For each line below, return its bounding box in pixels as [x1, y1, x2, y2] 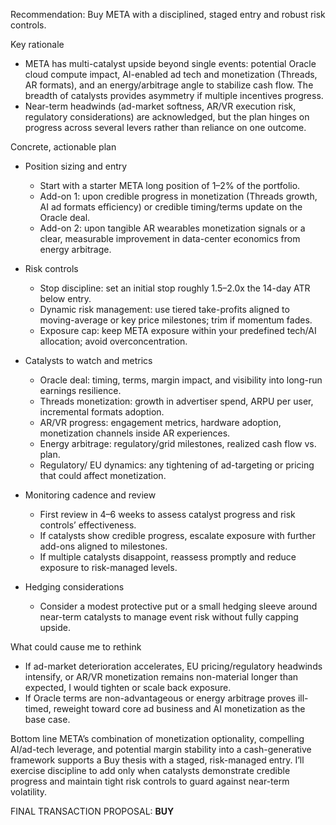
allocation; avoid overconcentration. [39, 335, 188, 347]
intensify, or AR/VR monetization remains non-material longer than [24, 671, 299, 683]
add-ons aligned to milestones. [39, 540, 168, 552]
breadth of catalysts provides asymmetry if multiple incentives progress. [24, 90, 324, 101]
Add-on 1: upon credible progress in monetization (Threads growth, [39, 190, 318, 202]
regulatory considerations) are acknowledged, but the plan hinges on [24, 111, 310, 123]
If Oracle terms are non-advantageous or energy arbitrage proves [24, 692, 296, 704]
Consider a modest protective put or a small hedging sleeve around [39, 600, 318, 612]
